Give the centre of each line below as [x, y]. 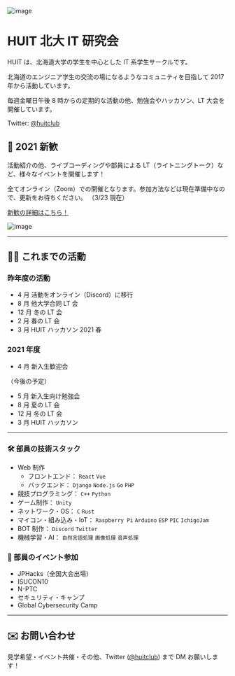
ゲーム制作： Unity [44, 502]
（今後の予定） [29, 381]
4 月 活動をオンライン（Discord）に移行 [75, 295]
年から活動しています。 [41, 85]
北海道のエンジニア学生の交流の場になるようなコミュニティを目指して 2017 [116, 76]
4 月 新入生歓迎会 [43, 366]
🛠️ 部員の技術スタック [44, 449]
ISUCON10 [33, 582]
